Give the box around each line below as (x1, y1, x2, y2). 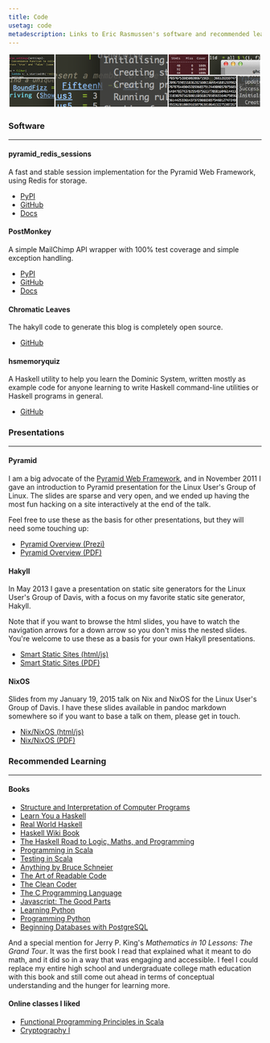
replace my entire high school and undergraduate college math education (8, 963, 252, 973)
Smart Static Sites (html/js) (19, 649, 109, 660)
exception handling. (8, 254, 74, 263)
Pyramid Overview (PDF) (19, 548, 102, 557)
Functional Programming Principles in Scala (19, 1017, 165, 1027)
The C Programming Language (19, 888, 122, 897)
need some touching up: (8, 524, 89, 533)
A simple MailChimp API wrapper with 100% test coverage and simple (8, 245, 239, 255)
